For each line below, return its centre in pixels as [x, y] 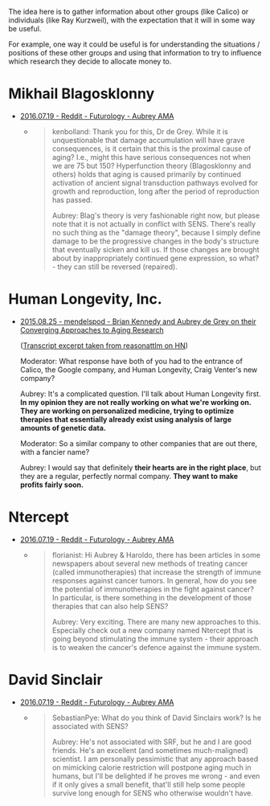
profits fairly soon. [52, 485]
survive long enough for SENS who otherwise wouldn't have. [152, 793]
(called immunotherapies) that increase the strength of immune [156, 572]
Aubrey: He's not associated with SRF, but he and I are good [151, 742]
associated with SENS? [90, 726]
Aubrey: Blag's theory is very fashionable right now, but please [156, 215]
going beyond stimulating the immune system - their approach [155, 639]
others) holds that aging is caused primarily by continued [146, 174]
